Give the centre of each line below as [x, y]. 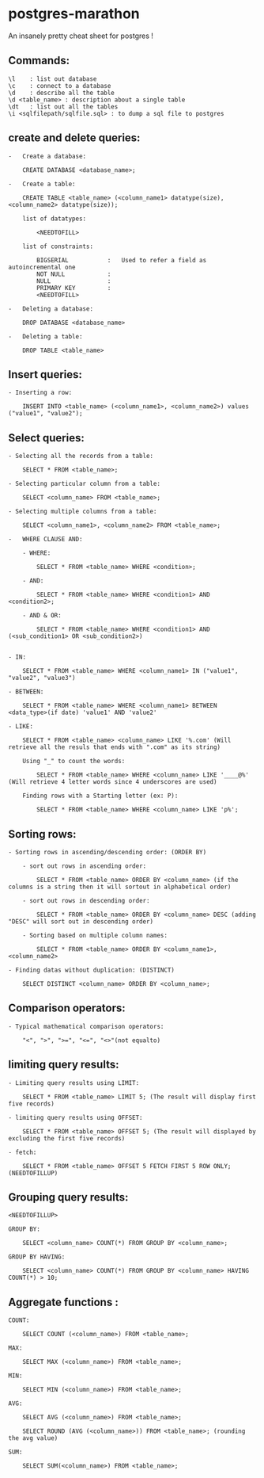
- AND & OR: [42, 616]
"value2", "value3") [42, 678]
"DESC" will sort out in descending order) [81, 922]
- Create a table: [42, 184]
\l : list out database [53, 79]
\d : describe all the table [61, 93]
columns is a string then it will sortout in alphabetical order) [120, 887]
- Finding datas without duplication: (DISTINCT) [92, 970]
